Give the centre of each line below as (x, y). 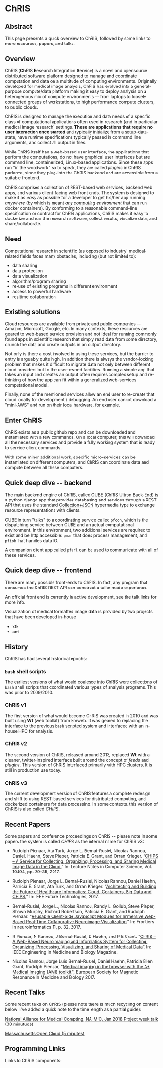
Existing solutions (33, 312)
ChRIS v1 (16, 705)
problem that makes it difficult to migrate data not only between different (78, 364)
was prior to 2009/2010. (29, 692)
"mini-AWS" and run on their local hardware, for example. (63, 405)
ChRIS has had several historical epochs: (46, 658)
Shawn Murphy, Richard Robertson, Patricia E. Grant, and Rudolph (78, 911)
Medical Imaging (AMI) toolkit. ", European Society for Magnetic (75, 972)
